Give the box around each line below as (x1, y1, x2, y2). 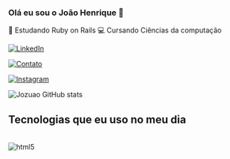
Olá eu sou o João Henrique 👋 (8, 7, 125, 18)
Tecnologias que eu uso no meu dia (8, 112, 186, 126)
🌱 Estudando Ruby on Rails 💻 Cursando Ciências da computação (8, 25, 222, 35)
